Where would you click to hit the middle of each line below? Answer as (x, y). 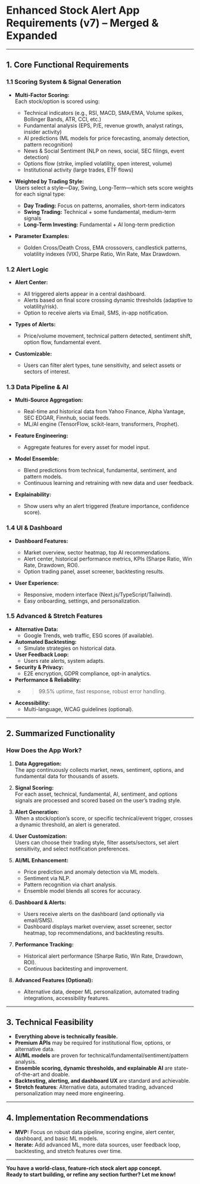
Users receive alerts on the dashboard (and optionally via (94, 914)
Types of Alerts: (35, 324)
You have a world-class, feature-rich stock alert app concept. (84, 1169)
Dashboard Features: (41, 541)
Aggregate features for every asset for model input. (87, 447)
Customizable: (33, 353)
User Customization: (41, 836)
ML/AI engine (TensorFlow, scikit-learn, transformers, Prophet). (101, 424)
